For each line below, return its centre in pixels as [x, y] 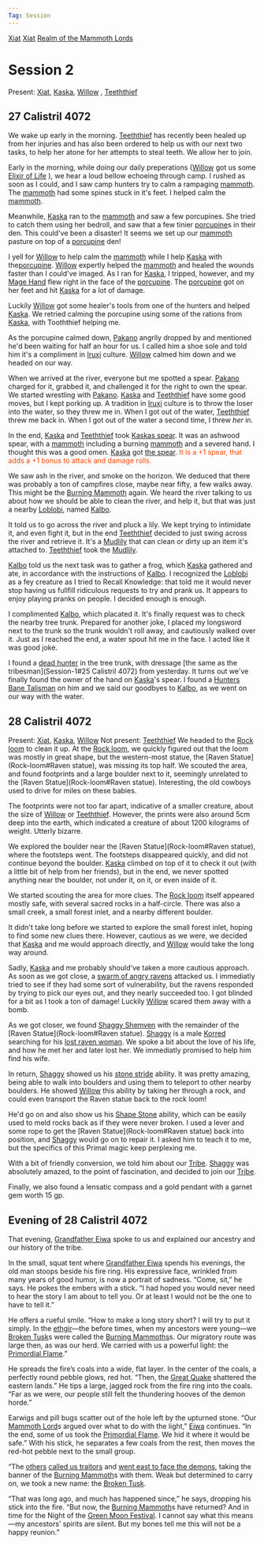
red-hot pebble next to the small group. [72, 1451]
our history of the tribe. [46, 1247]
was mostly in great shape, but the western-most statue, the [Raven [118, 757]
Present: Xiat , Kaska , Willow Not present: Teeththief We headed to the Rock [131, 741]
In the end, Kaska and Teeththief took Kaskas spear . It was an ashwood [124, 436]
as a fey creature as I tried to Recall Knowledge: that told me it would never [130, 582]
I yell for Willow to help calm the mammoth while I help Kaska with [115, 257]
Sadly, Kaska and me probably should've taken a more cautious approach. [129, 968]
